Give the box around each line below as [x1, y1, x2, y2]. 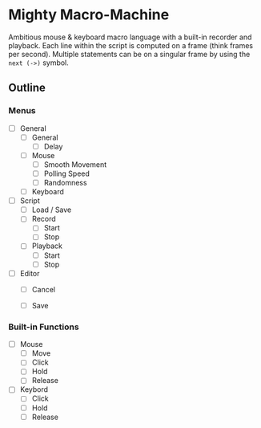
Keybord [19, 385, 49, 394]
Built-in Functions [8, 321, 79, 332]
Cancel [31, 284, 56, 294]
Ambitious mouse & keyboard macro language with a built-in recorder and [8, 32, 252, 42]
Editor [19, 268, 40, 278]
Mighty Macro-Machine [8, 6, 170, 24]
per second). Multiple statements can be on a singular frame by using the [8, 49, 251, 59]
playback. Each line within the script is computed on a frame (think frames [8, 40, 254, 50]
